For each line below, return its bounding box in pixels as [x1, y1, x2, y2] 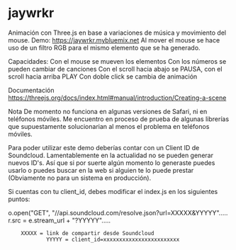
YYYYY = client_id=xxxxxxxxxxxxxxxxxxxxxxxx [45, 236, 180, 243]
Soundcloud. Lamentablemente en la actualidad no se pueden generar [8, 151, 213, 159]
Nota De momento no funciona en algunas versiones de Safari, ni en [8, 107, 208, 115]
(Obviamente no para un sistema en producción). [8, 174, 152, 182]
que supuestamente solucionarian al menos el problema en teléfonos [8, 122, 210, 130]
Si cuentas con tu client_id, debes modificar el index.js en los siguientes [8, 187, 218, 195]
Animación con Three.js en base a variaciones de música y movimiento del [8, 28, 226, 37]
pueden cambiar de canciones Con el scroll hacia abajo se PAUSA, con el [8, 64, 223, 73]
